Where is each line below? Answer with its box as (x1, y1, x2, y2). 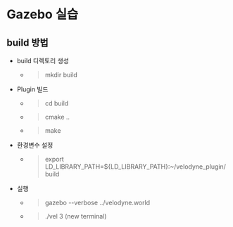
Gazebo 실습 (6, 6, 79, 22)
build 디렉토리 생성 (16, 57, 70, 65)
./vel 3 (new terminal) (44, 212, 107, 220)
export (44, 155, 64, 163)
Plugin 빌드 (16, 85, 49, 93)
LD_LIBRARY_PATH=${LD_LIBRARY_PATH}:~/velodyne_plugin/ (44, 162, 227, 171)
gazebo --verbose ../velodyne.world (44, 198, 151, 207)
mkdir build (44, 71, 78, 79)
